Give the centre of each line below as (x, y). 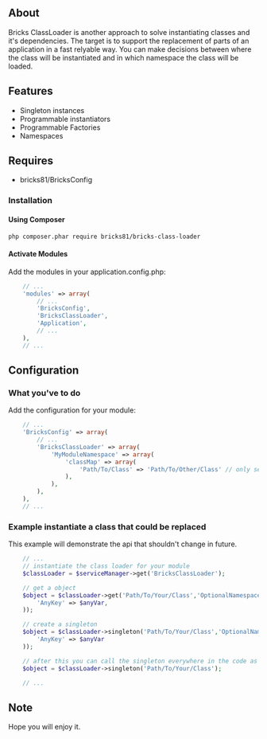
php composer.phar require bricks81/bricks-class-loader (104, 237)
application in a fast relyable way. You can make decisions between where (130, 49)
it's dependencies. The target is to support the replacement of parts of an (129, 41)
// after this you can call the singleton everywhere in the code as (140, 661)
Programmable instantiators (65, 119)
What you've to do (44, 393)
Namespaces (41, 135)
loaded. (21, 66)
